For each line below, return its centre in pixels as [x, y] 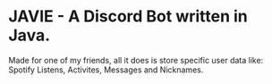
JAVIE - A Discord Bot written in [128, 17]
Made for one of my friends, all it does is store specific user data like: [136, 60]
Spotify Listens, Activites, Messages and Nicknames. [106, 70]
